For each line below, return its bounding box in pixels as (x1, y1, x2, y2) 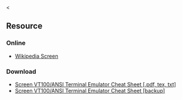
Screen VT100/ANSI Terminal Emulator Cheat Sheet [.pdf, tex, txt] (14, 80, 176, 87)
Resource (6, 21, 43, 31)
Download (6, 67, 37, 76)
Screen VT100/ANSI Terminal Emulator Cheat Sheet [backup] (14, 87, 165, 94)
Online (6, 39, 26, 47)
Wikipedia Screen (14, 52, 58, 60)
